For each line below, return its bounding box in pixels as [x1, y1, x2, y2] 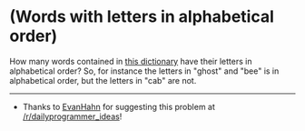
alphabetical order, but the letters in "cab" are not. [9, 75, 197, 86]
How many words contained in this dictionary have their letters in [9, 55, 252, 66]
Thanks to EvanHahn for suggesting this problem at [22, 101, 216, 112]
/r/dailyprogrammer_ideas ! [22, 111, 123, 122]
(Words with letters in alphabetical [9, 6, 275, 27]
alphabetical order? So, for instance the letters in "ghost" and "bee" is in [9, 65, 280, 76]
